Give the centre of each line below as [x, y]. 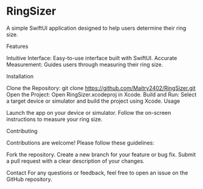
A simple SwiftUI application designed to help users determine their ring [96, 28]
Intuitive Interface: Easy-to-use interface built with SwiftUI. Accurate [92, 58]
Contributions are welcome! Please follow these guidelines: [81, 143]
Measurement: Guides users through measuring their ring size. [85, 64]
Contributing [22, 131]
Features [17, 46]
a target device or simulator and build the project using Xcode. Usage [93, 101]
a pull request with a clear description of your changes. [75, 161]
